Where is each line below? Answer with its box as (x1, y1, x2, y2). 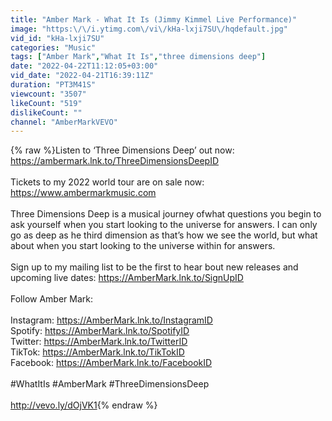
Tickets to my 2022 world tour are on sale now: (10, 176, 205, 188)
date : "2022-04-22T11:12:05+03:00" (10, 61, 159, 71)
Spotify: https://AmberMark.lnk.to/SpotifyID (10, 325, 190, 337)
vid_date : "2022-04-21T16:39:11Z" (10, 71, 155, 81)
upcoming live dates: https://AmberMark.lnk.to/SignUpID (10, 272, 244, 284)
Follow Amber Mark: (10, 293, 94, 305)
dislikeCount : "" (10, 107, 83, 118)
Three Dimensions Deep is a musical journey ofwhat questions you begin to (10, 208, 322, 220)
